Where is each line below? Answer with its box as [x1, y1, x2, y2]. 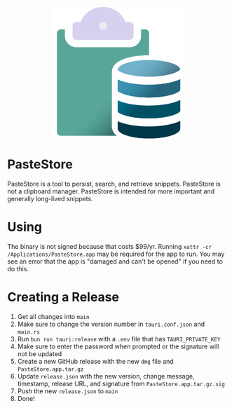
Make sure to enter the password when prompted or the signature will [17, 342, 219, 351]
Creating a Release [7, 290, 120, 305]
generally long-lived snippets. [7, 194, 93, 203]
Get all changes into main [17, 312, 90, 320]
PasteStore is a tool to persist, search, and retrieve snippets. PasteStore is [7, 179, 221, 188]
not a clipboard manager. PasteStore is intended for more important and [7, 186, 215, 196]
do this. [7, 264, 29, 273]
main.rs [17, 328, 40, 336]
